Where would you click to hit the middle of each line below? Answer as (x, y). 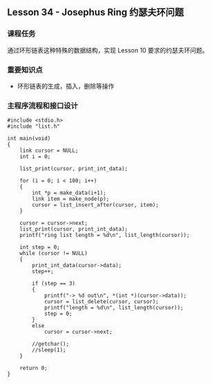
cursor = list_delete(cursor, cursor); (101, 302)
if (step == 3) (54, 284)
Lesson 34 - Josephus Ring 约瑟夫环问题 (96, 12)
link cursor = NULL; (49, 151)
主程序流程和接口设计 (42, 106)
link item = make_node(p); (71, 199)
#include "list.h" (33, 126)
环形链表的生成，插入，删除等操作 (66, 86)
